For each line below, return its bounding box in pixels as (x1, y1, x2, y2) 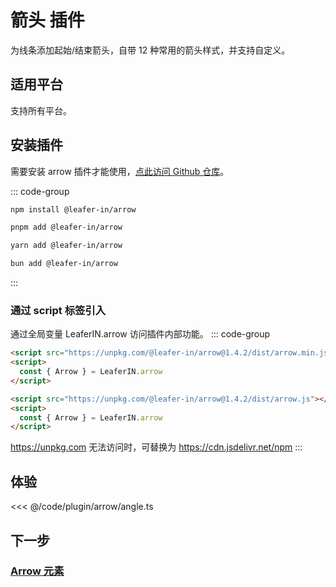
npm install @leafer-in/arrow (10, 204, 137, 215)
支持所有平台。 (10, 104, 72, 116)
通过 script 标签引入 (10, 303, 107, 317)
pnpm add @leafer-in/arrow (10, 222, 123, 233)
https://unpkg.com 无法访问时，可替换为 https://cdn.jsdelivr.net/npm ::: (10, 441, 303, 453)
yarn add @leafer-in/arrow (10, 241, 123, 251)
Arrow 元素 (10, 564, 65, 578)
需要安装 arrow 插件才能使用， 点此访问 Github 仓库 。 (10, 165, 230, 177)
